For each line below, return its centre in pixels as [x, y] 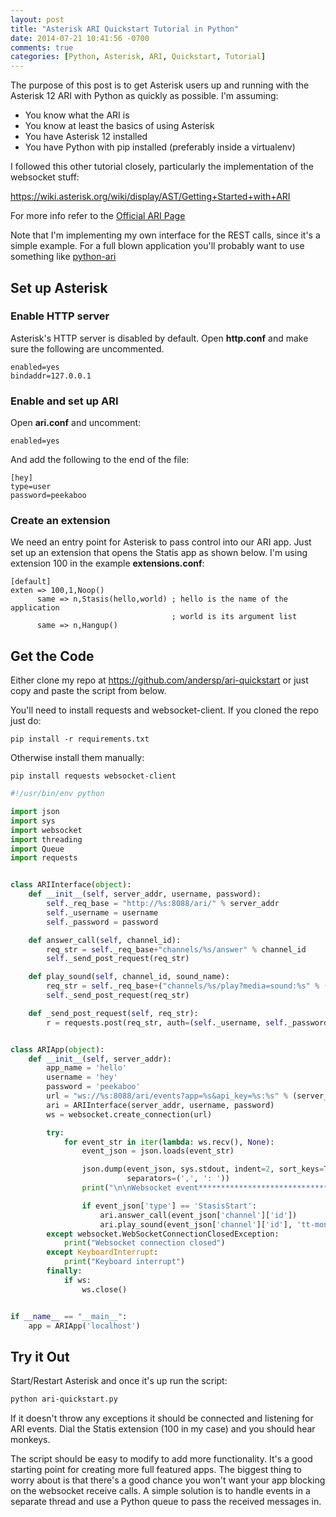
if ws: [77, 1280]
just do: [26, 721]
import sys [33, 821]
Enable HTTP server [60, 316]
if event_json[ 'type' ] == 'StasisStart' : [169, 1206]
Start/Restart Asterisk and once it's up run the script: [119, 1381]
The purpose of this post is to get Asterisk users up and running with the [160, 85]
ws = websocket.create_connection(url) [129, 1114]
